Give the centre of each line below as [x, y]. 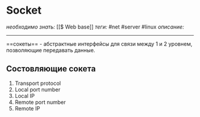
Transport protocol [38, 83]
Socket [24, 10]
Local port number [37, 89]
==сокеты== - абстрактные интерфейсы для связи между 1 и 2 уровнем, [99, 44]
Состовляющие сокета [51, 69]
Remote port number [40, 102]
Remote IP [27, 108]
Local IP [25, 96]
